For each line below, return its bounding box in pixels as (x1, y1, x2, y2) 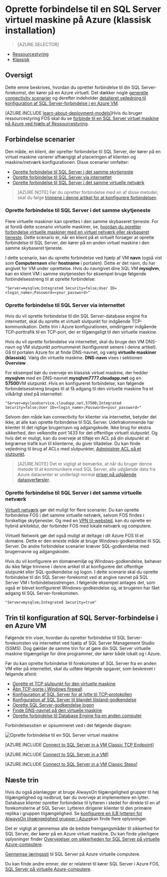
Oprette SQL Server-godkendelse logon (12, 702, 94, 708)
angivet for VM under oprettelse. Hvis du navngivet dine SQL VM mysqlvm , (5, 265, 161, 271)
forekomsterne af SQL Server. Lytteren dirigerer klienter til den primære (5, 805, 152, 811)
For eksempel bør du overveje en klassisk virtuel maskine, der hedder (5, 370, 149, 376)
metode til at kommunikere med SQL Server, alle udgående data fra (17, 466, 156, 472)
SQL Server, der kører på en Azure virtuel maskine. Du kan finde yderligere (5, 831, 159, 837)
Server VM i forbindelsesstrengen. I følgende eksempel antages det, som (5, 580, 156, 586)
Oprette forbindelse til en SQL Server (5, 4, 161, 15)
